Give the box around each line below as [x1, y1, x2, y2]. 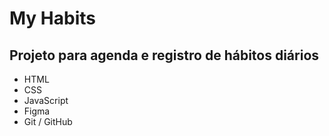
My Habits [9, 7, 97, 30]
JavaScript [23, 95, 69, 106]
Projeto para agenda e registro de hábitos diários [9, 47, 320, 64]
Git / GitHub [23, 116, 73, 127]
